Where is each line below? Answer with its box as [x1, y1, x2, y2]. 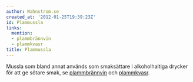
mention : [11, 30, 33, 36]
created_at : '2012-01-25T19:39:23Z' [6, 14, 96, 20]
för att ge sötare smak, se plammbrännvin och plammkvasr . [6, 69, 150, 76]
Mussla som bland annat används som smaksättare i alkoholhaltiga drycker [6, 63, 188, 70]
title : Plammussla [6, 47, 51, 53]
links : [6, 25, 22, 31]
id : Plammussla [6, 19, 44, 25]
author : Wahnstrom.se [6, 8, 59, 15]
